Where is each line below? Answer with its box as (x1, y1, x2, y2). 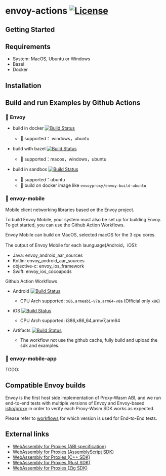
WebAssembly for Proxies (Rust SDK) (12, 459, 91, 465)
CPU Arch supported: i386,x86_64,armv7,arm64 (20, 317, 120, 324)
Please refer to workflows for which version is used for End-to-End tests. (5, 415, 157, 421)
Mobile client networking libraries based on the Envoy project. (5, 207, 135, 213)
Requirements (5, 42, 51, 51)
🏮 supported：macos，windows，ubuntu (20, 156, 107, 162)
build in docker (12, 125, 44, 131)
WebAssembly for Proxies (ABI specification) (12, 443, 106, 449)
